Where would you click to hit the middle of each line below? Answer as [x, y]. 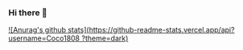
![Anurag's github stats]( [49, 30]
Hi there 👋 [28, 13]
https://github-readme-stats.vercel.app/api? [162, 30]
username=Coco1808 [44, 38]
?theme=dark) [105, 38]
